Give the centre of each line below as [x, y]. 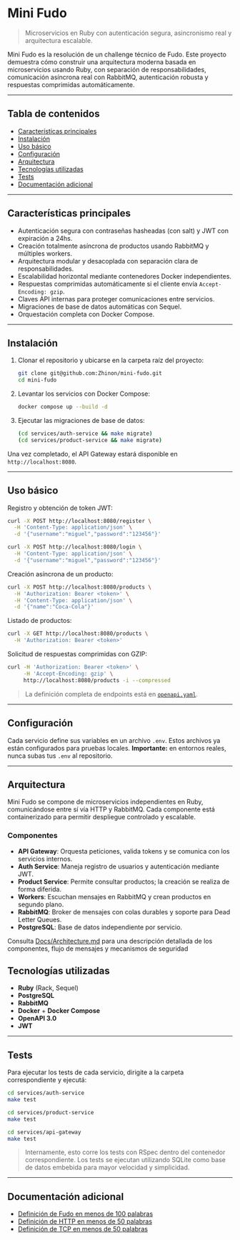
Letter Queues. [40, 919]
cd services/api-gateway [44, 1132]
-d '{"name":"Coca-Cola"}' [54, 607]
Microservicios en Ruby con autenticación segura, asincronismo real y [128, 33]
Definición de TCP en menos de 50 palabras [83, 1229]
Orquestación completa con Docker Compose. [86, 314]
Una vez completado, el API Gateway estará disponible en [92, 454]
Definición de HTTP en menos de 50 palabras [85, 1221]
